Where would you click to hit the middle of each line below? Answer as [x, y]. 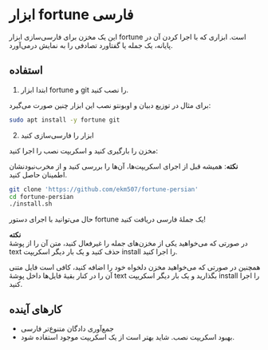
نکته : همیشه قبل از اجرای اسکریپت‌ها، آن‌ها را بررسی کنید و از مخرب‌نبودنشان [124, 166]
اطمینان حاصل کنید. [38, 174]
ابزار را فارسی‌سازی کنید [57, 135]
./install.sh [31, 204]
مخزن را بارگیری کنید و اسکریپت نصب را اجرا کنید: [84, 150]
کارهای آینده [35, 309]
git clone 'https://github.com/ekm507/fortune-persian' [104, 189]
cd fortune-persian [41, 197]
